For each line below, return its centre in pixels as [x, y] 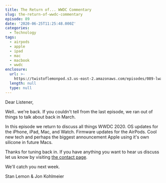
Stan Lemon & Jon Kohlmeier [35, 176]
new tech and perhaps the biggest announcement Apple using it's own [77, 137]
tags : [11, 38]
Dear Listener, [19, 102]
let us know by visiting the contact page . [46, 157]
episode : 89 [17, 19]
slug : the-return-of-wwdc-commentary [44, 14]
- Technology [23, 33]
